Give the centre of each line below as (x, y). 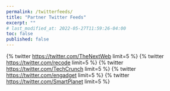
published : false (28, 39)
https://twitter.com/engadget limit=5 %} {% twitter (68, 75)
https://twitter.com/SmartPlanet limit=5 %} (58, 81)
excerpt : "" (21, 23)
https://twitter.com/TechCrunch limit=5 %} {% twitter (71, 69)
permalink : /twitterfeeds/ (40, 12)
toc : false (20, 34)
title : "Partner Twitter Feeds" (46, 17)
